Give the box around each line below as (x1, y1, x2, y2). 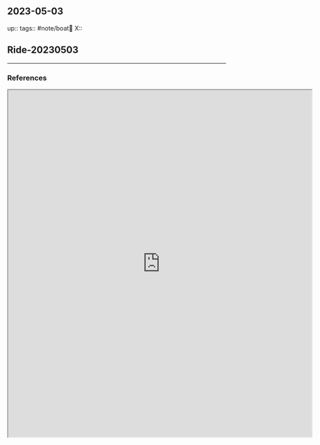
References (7, 73, 47, 83)
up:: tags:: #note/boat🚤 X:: (7, 24, 83, 32)
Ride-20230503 (7, 44, 78, 56)
